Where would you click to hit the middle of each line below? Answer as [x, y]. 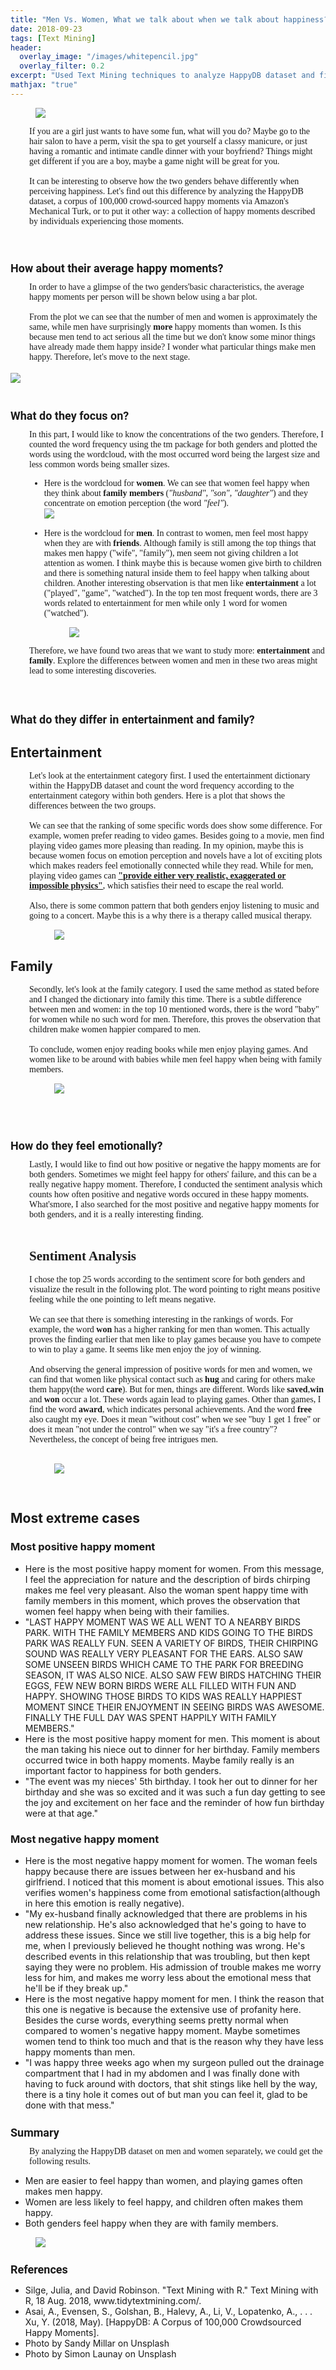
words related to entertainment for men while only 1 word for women [165, 603]
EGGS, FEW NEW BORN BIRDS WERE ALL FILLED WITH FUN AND [160, 1685]
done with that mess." [69, 2105]
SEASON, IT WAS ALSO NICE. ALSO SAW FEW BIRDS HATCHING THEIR [173, 1675]
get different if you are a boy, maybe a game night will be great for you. [154, 161]
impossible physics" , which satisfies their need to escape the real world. [156, 886]
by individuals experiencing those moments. [106, 221]
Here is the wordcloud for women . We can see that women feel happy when [176, 483]
